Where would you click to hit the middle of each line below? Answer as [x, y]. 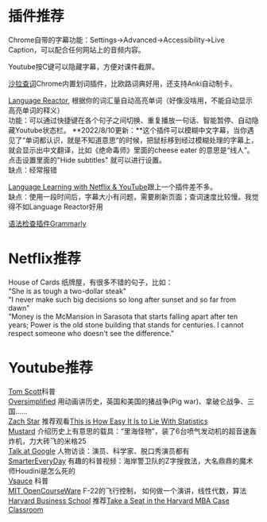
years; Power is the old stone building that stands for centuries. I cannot [126, 325]
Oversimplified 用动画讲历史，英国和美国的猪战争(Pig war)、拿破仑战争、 [128, 401]
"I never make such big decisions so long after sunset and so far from [122, 300]
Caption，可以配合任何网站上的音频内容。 [77, 49]
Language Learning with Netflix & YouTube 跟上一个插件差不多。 [112, 187]
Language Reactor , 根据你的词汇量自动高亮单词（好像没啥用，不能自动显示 [130, 100]
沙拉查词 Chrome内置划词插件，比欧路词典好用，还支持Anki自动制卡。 [122, 83]
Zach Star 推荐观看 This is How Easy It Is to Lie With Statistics [108, 421]
